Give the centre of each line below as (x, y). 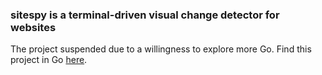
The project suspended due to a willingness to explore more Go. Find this (161, 49)
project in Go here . (49, 60)
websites (33, 27)
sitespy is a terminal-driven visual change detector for (145, 15)
